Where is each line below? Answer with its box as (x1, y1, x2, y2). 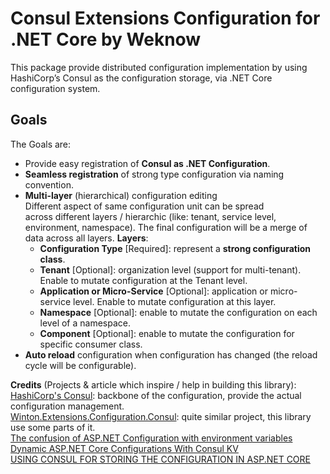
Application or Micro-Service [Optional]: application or (39, 285, 268, 297)
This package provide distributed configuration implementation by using (10, 61, 308, 73)
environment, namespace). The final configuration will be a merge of (24, 221, 308, 233)
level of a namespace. (39, 317, 131, 329)
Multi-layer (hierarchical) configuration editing (24, 189, 218, 201)
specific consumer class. (39, 338, 143, 350)
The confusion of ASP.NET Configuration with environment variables (10, 432, 293, 444)
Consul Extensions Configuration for (10, 7, 321, 30)
